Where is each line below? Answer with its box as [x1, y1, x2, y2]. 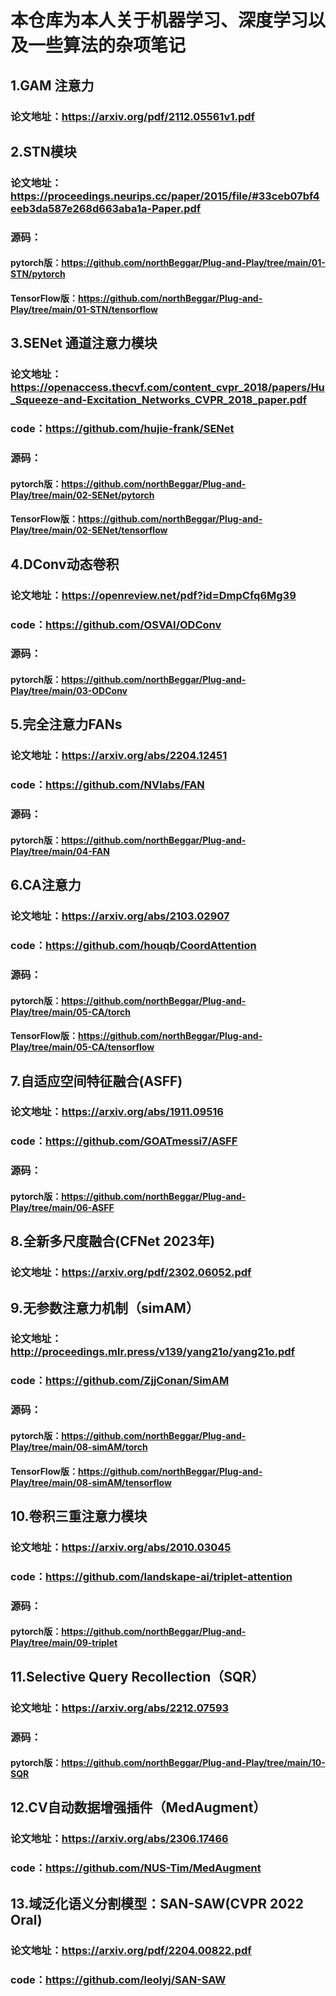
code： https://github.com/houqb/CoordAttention [10, 939, 257, 952]
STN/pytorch [10, 268, 66, 280]
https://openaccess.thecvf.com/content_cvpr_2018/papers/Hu [10, 381, 325, 395]
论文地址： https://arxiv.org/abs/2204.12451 [10, 749, 228, 763]
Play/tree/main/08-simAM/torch [10, 1441, 148, 1453]
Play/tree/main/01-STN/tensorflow [10, 303, 158, 315]
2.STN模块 [10, 143, 77, 160]
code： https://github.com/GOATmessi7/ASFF [10, 1134, 238, 1148]
